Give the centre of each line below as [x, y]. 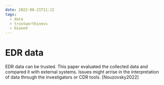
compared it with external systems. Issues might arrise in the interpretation [82, 72]
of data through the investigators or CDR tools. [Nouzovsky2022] [72, 77]
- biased [19, 28]
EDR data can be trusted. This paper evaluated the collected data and [77, 67]
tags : [11, 14]
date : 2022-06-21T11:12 [30, 10]
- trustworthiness [29, 24]
